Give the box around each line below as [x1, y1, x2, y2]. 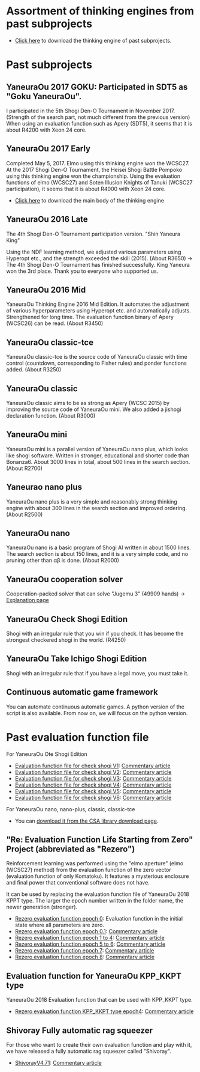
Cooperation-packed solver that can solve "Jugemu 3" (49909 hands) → [6, 590, 186, 597]
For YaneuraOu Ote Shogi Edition [6, 750, 88, 758]
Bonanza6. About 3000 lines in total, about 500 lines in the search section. [6, 458, 190, 465]
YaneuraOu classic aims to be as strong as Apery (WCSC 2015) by [6, 400, 169, 406]
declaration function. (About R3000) [6, 412, 96, 419]
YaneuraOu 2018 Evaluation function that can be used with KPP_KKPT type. [6, 996, 193, 1003]
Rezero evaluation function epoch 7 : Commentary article [14, 947, 154, 954]
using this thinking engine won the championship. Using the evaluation [6, 172, 181, 180]
